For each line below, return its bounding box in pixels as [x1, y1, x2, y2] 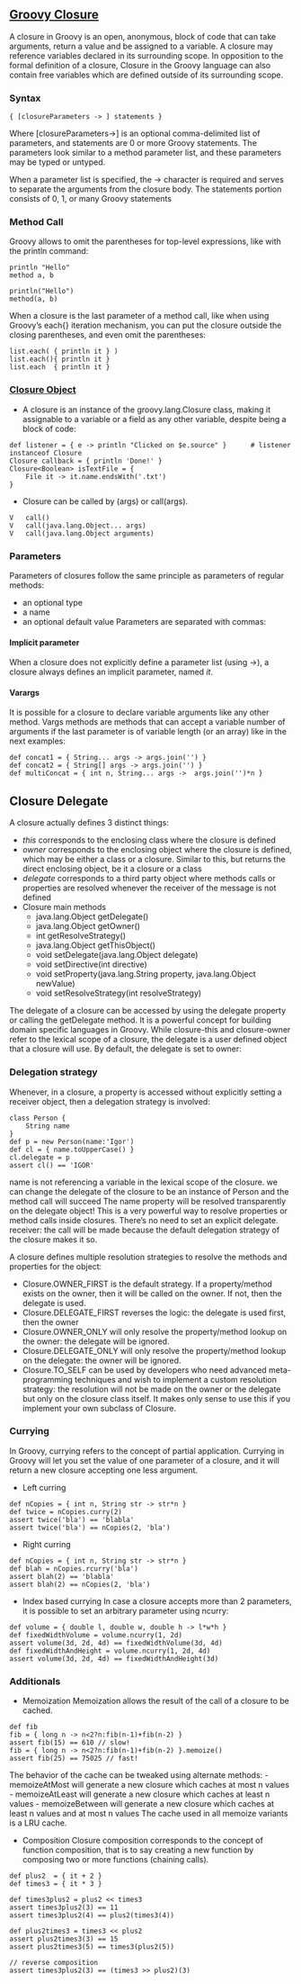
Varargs [9, 687, 40, 698]
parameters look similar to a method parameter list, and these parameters [9, 148, 281, 158]
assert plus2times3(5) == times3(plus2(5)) [9, 1943, 175, 1952]
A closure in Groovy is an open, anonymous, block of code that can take [9, 31, 277, 41]
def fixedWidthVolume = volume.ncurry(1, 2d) [9, 1630, 182, 1639]
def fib [9, 1723, 39, 1732]
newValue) [35, 978, 75, 989]
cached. [22, 1705, 53, 1716]
